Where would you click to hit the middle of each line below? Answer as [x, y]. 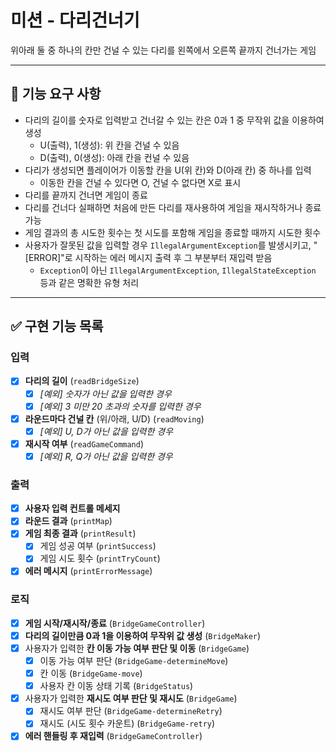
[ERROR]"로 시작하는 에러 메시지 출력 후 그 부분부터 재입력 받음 [148, 257]
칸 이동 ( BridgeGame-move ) [91, 673]
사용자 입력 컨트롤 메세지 [72, 508]
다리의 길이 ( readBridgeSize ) [82, 381]
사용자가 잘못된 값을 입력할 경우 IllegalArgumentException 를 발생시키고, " [171, 245]
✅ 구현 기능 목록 [57, 326]
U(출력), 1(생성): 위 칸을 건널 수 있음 [109, 145]
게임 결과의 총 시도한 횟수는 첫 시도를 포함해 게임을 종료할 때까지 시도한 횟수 [173, 232]
